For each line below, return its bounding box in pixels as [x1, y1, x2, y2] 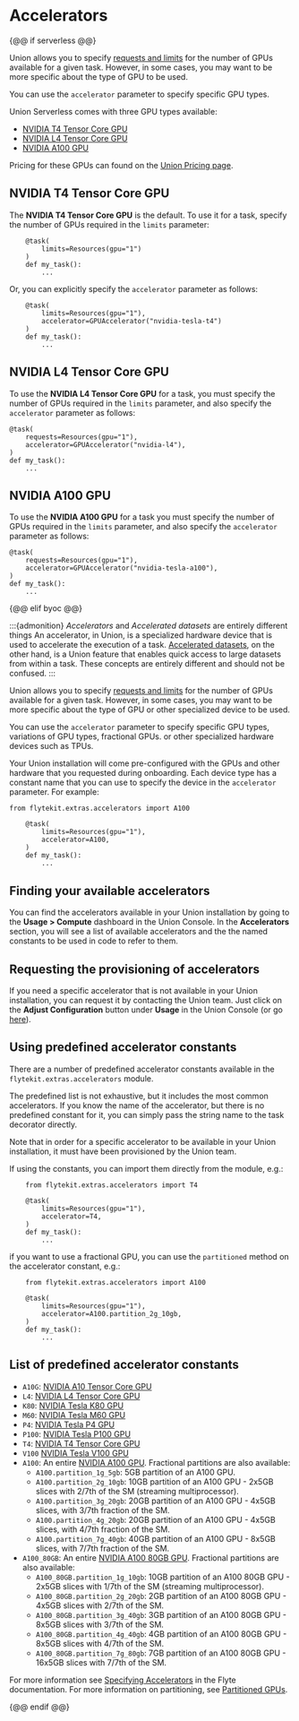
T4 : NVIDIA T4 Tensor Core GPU [21, 1438, 141, 1449]
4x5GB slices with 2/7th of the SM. [35, 1600, 164, 1611]
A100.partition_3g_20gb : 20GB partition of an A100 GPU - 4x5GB [35, 1495, 276, 1506]
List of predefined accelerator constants [9, 1357, 240, 1372]
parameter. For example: [9, 787, 100, 797]
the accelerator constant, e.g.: [9, 1261, 121, 1271]
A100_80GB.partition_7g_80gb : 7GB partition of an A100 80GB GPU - [35, 1648, 286, 1658]
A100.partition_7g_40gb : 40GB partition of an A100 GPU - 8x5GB [35, 1533, 276, 1544]
